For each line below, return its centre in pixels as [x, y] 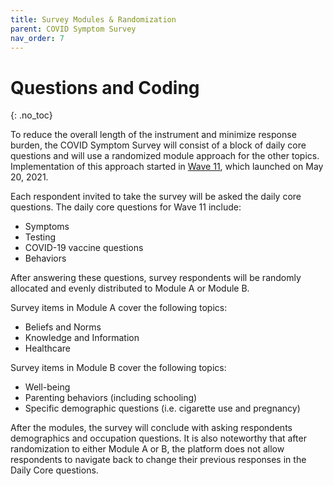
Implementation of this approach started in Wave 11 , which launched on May [167, 167]
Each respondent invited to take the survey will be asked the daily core [156, 197]
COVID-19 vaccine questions [84, 248]
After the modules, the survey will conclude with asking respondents [151, 428]
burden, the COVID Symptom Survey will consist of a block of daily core [158, 145]
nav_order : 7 [37, 38]
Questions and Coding [105, 87]
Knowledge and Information [82, 338]
